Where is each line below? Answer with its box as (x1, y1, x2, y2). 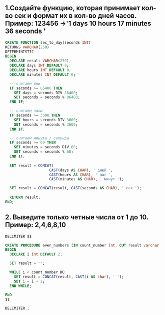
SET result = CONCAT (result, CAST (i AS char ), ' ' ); (14, 274, 124, 279)
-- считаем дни (9, 81, 41, 86)
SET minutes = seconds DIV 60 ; (14, 145, 78, 150)
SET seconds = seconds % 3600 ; (14, 122, 78, 127)
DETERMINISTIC (5, 49, 34, 54)
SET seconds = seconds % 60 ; (14, 149, 74, 154)
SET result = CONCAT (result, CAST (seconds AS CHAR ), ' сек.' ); (9, 186, 141, 191)
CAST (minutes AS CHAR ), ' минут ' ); (49, 177, 124, 182)
